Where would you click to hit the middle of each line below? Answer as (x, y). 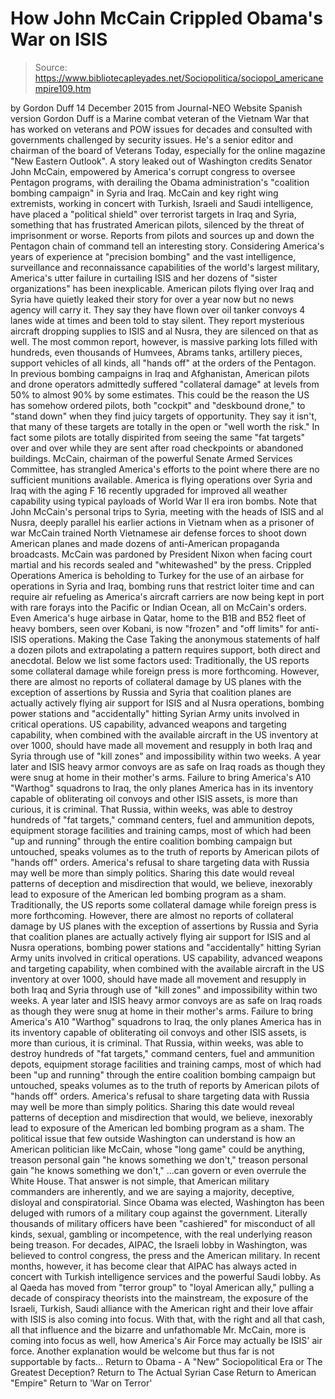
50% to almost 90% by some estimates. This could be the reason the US (160, 394)
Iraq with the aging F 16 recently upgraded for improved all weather (149, 490)
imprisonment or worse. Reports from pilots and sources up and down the (162, 235)
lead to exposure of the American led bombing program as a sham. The (157, 1128)
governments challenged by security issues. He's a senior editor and (152, 139)
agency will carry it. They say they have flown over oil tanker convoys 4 (158, 309)
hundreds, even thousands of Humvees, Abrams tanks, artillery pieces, (156, 352)
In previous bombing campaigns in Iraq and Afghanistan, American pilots (160, 373)
